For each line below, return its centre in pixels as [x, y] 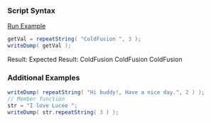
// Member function [36, 99]
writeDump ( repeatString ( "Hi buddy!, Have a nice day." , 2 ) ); [106, 92]
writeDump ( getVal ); [39, 46]
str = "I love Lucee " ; [43, 106]
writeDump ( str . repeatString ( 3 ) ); [63, 112]
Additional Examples [44, 77]
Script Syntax [31, 11]
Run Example [27, 26]
